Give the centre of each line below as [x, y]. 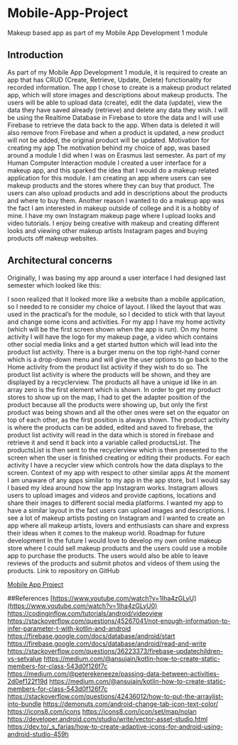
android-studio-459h [38, 734]
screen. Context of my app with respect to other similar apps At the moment [118, 472]
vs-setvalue [25, 658]
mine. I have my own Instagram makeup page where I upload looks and [112, 215]
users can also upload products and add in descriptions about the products [118, 192]
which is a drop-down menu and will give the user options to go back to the [118, 359]
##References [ [30, 598]
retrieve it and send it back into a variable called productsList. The [104, 442]
